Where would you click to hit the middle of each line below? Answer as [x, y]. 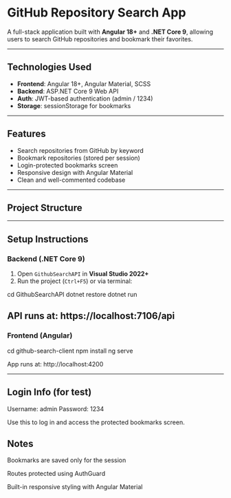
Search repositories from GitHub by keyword [80, 150]
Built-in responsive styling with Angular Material [75, 487]
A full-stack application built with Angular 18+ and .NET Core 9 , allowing [110, 32]
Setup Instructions [48, 239]
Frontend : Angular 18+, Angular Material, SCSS [84, 83]
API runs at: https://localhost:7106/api [91, 316]
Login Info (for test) [49, 392]
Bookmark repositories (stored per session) [79, 158]
